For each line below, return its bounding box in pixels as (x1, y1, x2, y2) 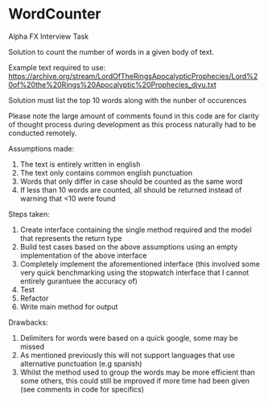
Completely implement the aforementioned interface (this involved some (19, 259, 260, 268)
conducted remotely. (8, 128, 77, 138)
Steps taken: (8, 209, 50, 218)
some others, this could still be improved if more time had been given (19, 375, 249, 385)
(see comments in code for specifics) (19, 384, 145, 394)
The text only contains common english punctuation (19, 168, 193, 177)
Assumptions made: (8, 143, 75, 153)
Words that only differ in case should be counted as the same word (19, 176, 243, 186)
